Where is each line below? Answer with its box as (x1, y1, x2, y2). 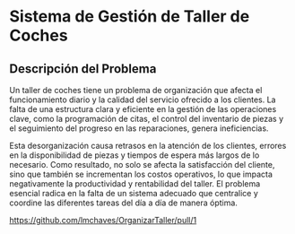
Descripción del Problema (9, 61, 157, 76)
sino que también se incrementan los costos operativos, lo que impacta (9, 169, 273, 179)
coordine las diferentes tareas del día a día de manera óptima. (9, 197, 238, 208)
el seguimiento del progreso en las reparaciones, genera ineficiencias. (9, 123, 269, 134)
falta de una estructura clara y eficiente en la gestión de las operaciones (9, 104, 277, 114)
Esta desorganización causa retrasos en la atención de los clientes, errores (9, 141, 287, 151)
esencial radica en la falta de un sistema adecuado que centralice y (9, 188, 258, 198)
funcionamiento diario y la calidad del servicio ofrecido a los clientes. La (9, 94, 276, 105)
